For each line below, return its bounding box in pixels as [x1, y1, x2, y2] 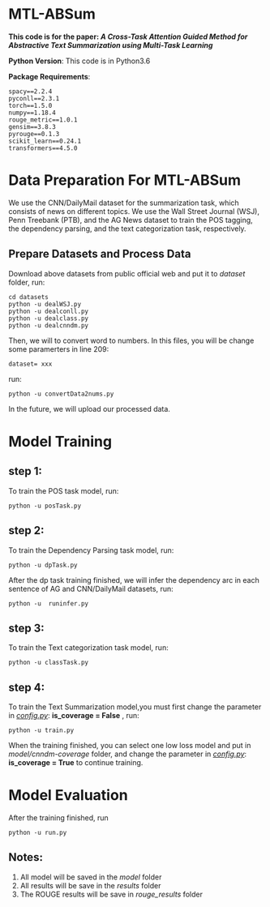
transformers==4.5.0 [8, 143, 79, 152]
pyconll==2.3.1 [8, 94, 60, 102]
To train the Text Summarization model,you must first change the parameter [8, 702, 262, 712]
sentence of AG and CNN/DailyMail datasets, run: [8, 584, 174, 593]
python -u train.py [8, 726, 75, 734]
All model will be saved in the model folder [19, 872, 162, 882]
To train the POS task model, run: [8, 486, 119, 495]
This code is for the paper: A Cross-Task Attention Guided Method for [8, 32, 248, 41]
